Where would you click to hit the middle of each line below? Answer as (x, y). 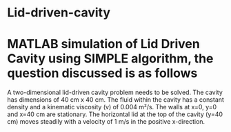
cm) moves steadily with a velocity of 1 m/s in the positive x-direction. (106, 122)
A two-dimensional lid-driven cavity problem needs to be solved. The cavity (115, 92)
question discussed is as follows (102, 73)
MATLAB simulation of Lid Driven (103, 44)
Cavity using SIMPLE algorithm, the (110, 59)
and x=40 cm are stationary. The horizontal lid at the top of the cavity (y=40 (115, 114)
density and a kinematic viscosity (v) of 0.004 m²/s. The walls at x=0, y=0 (112, 107)
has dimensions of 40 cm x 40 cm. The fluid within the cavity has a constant (115, 100)
